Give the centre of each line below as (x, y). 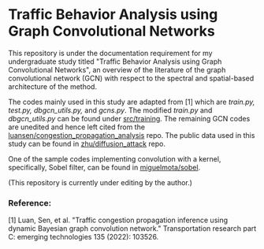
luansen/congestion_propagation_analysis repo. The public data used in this (132, 135)
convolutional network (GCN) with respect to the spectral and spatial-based (131, 78)
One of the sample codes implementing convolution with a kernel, (115, 158)
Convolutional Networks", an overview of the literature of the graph (117, 69)
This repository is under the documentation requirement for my (110, 53)
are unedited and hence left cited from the (77, 127)
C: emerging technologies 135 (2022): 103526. (84, 237)
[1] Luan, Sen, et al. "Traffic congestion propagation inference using (118, 220)
